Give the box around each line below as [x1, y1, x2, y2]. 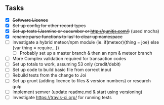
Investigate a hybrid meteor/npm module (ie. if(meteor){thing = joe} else [12, 39, 159, 45]
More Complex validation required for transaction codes [12, 56, 126, 62]
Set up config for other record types [12, 22, 86, 29]
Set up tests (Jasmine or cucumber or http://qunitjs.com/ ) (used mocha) [12, 28, 160, 34]
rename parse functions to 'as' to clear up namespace [12, 34, 123, 39]
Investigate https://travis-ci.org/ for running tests [12, 94, 112, 100]
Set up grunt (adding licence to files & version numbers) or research [12, 78, 151, 84]
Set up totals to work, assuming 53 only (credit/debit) [12, 61, 121, 67]
